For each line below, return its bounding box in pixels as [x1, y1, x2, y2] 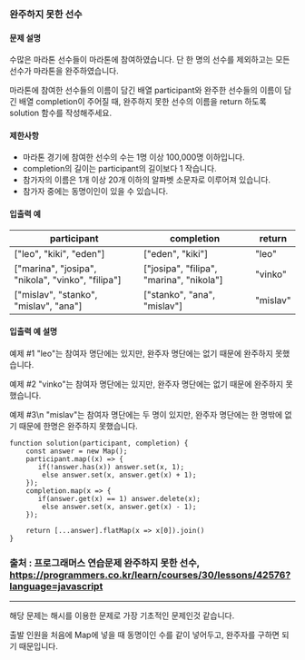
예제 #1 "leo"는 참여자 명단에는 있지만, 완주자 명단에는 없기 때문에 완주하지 [9, 348, 274, 359]
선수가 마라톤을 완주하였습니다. [9, 65, 120, 76]
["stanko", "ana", [143, 288, 216, 300]
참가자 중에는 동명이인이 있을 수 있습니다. [22, 186, 169, 197]
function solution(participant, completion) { [9, 438, 189, 448]
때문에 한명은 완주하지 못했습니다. [18, 420, 138, 431]
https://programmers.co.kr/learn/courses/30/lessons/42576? [9, 568, 291, 581]
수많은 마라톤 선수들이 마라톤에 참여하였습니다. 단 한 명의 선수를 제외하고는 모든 [9, 54, 290, 65]
